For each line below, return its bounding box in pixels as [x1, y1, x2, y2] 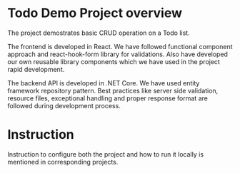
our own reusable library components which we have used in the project [7, 57, 220, 65]
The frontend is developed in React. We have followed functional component [7, 42, 234, 51]
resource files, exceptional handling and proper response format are [7, 94, 209, 103]
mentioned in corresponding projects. [7, 157, 119, 166]
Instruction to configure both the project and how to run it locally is [7, 150, 204, 158]
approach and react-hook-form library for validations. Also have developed [7, 50, 229, 58]
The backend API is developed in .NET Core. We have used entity [7, 78, 200, 87]
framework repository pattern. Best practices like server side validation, [7, 86, 219, 95]
